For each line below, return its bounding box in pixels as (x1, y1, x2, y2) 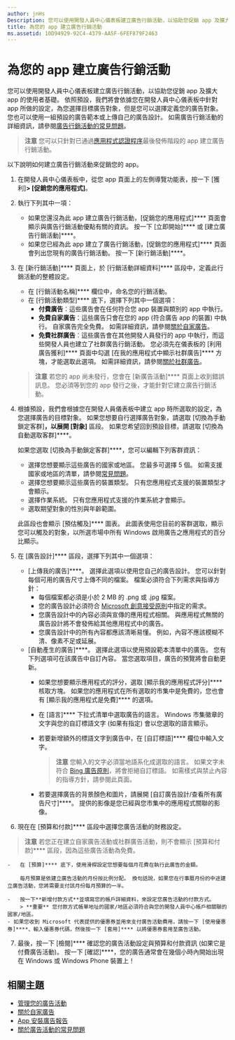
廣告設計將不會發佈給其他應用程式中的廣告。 (38, 620, 168, 628)
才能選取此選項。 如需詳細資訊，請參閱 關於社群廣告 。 (50, 357, 206, 366)
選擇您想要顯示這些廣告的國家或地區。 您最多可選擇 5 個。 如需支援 (27, 460, 222, 470)
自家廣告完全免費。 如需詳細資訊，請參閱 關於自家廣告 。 (52, 322, 214, 331)
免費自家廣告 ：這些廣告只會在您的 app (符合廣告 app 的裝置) (38, 313, 213, 322)
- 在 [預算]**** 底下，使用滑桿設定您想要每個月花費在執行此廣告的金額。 (7, 861, 201, 869)
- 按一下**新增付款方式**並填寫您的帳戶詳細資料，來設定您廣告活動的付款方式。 (7, 896, 215, 903)
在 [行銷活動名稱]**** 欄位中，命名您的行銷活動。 (27, 287, 171, 296)
